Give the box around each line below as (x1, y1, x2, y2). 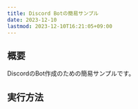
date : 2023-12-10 (7, 16, 57, 23)
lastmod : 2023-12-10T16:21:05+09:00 (7, 23, 112, 29)
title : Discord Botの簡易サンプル (7, 10, 99, 17)
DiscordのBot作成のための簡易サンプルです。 (7, 69, 135, 77)
